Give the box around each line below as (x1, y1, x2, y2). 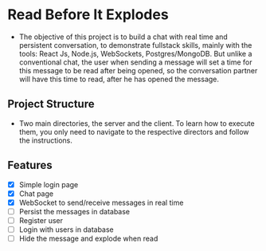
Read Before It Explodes (7, 6, 169, 24)
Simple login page (18, 179, 79, 189)
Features (7, 159, 53, 172)
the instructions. (18, 135, 72, 145)
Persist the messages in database (18, 206, 131, 216)
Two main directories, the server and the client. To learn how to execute (18, 118, 256, 128)
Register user (18, 215, 64, 225)
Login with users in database (18, 225, 115, 234)
